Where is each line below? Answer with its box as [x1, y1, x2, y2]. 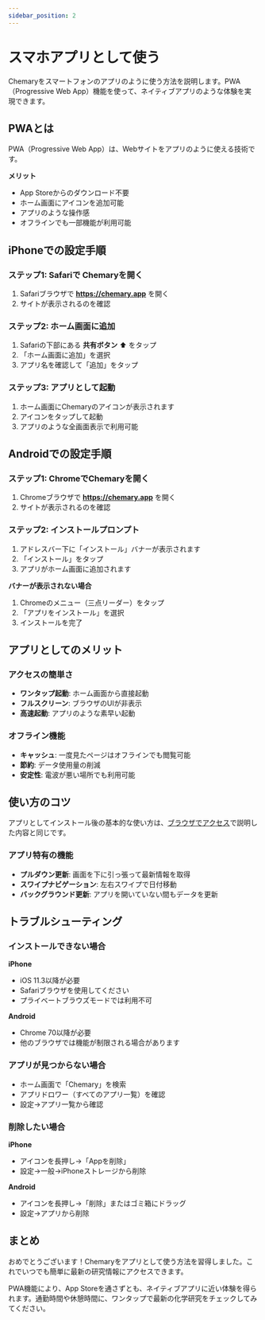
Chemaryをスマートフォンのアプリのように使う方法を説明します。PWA [8, 76, 240, 86]
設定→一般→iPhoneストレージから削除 [19, 1166, 147, 1176]
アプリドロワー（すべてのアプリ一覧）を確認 [19, 1089, 166, 1099]
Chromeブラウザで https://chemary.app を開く [19, 493, 176, 502]
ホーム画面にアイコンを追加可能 [19, 198, 125, 208]
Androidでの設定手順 [8, 447, 112, 461]
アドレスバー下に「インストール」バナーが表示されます [19, 544, 201, 553]
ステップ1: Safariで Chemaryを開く [8, 269, 144, 280]
